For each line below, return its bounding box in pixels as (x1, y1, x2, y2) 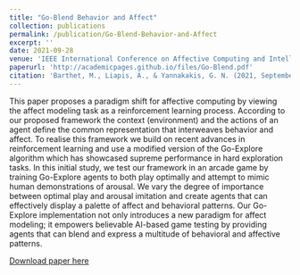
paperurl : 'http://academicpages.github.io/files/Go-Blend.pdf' (9, 63, 254, 72)
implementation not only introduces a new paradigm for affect (38, 209, 267, 220)
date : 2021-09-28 (9, 46, 74, 55)
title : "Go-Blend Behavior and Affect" (9, 12, 158, 22)
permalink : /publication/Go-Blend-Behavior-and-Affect (9, 29, 218, 38)
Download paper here (9, 255, 89, 266)
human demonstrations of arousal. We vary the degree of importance (9, 180, 264, 192)
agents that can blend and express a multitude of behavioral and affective (9, 229, 281, 239)
